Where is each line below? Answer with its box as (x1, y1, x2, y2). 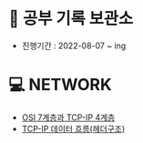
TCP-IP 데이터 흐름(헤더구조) (21, 123, 126, 134)
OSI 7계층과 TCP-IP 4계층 (21, 111, 116, 123)
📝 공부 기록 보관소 (8, 8, 134, 29)
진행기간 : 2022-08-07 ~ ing (21, 40, 127, 51)
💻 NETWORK (8, 75, 112, 96)
